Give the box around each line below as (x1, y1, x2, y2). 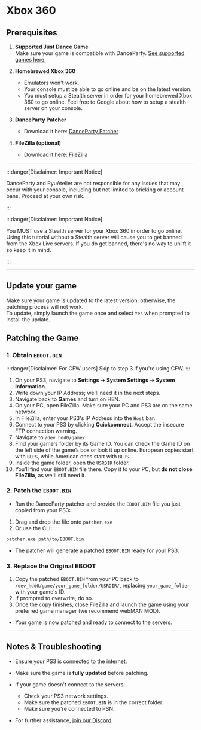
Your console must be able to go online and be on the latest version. (23, 86, 192, 93)
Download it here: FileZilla (23, 151, 88, 158)
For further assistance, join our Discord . (14, 716, 113, 724)
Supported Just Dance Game (14, 43, 89, 50)
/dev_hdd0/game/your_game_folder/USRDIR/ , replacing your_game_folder (14, 582, 190, 589)
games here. (14, 56, 46, 63)
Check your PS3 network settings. (23, 692, 109, 699)
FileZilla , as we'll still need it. (14, 472, 87, 479)
